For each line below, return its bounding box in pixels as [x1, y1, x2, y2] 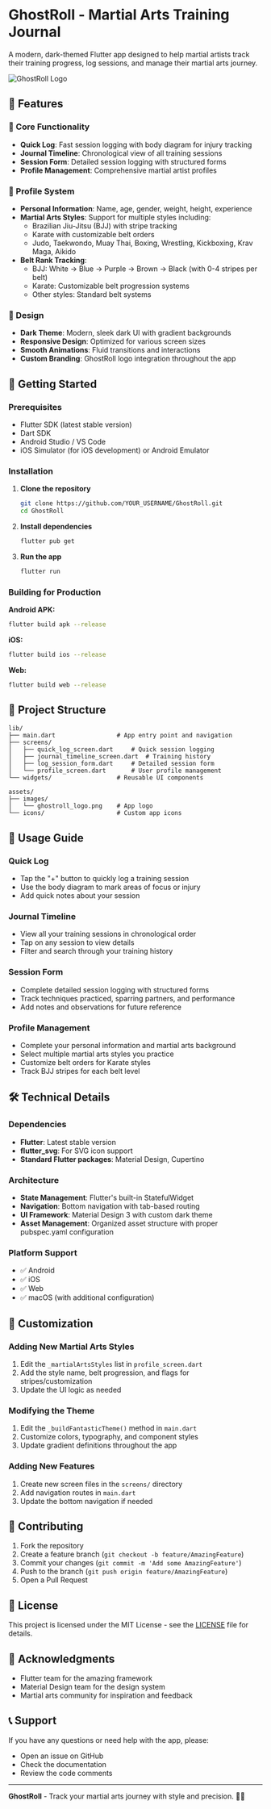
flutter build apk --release [8, 620, 106, 629]
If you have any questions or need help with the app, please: [8, 1735, 210, 1744]
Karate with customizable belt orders [31, 229, 155, 239]
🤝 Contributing [8, 1519, 84, 1533]
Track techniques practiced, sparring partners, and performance [19, 993, 236, 1003]
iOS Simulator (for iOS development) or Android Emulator [19, 445, 210, 455]
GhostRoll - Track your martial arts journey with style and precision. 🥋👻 [8, 1791, 246, 1801]
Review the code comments [19, 1768, 113, 1778]
